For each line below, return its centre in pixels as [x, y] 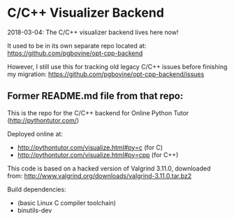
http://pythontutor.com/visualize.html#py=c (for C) [90, 147]
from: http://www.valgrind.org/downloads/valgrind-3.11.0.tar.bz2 [100, 175]
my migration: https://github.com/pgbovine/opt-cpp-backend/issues [106, 74]
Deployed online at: [35, 133]
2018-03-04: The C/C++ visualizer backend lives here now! [93, 32]
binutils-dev [35, 210]
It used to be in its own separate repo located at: [77, 45]
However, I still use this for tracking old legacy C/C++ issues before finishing [117, 66]
